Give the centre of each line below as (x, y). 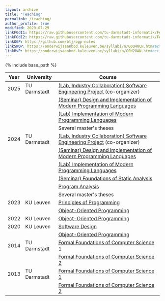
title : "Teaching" (24, 14)
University (39, 77)
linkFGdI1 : (16, 33)
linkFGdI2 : (16, 37)
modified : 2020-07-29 (27, 28)
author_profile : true (27, 23)
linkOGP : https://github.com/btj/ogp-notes (50, 42)
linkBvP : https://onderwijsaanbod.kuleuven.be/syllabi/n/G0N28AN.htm (78, 51)
